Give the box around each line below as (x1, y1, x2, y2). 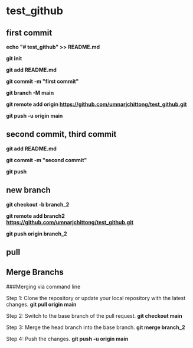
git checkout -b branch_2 (6, 201, 70, 208)
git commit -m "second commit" (6, 156, 87, 163)
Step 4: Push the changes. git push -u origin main (6, 335, 129, 342)
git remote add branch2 (6, 212, 65, 220)
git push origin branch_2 (6, 230, 67, 237)
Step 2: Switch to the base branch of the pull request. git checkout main (6, 312, 182, 319)
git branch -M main (6, 89, 54, 96)
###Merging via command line (6, 283, 81, 290)
